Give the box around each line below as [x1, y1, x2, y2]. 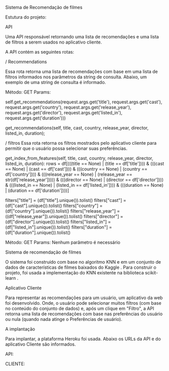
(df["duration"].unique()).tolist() [5, 230, 71, 235]
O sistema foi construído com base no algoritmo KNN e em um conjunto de [5, 259, 161, 265]
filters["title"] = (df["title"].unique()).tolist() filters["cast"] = [5, 197, 127, 203]
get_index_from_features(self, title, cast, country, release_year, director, [5, 155, 153, 161]
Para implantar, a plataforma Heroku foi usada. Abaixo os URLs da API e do [5, 336, 161, 342]
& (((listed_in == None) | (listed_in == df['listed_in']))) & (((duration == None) [5, 182, 164, 188]
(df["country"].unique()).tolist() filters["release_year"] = [5, 208, 120, 214]
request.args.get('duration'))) [5, 115, 66, 121]
